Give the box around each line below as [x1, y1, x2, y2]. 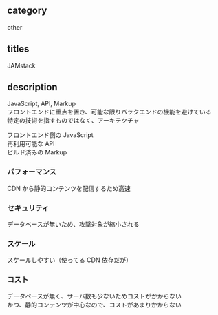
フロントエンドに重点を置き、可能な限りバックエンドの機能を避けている [7, 108, 212, 116]
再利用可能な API [7, 140, 55, 148]
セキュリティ [7, 203, 50, 212]
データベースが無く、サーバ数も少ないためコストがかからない [7, 292, 182, 300]
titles [7, 43, 30, 55]
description [7, 81, 58, 93]
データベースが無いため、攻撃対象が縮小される [7, 220, 140, 229]
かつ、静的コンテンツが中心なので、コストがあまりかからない [7, 301, 182, 309]
